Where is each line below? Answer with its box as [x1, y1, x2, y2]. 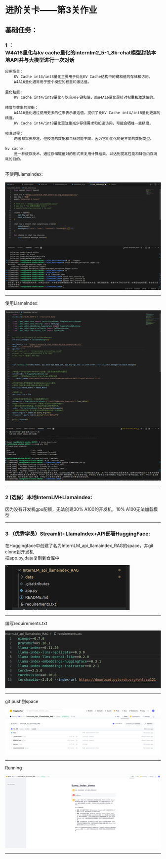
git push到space [5, 698, 39, 704]
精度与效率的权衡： [5, 105, 39, 110]
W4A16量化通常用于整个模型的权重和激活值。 [14, 79, 91, 84]
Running [5, 765, 22, 771]
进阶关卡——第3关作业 [5, 4, 98, 16]
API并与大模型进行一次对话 [10, 56, 75, 63]
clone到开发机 [5, 548, 34, 554]
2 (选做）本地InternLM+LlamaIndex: [5, 494, 93, 501]
